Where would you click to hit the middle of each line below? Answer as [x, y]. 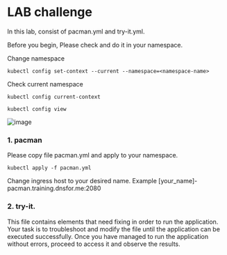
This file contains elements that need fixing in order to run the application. [113, 222]
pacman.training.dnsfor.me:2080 [54, 188]
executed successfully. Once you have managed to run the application [108, 236]
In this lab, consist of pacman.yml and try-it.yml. [76, 31]
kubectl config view [37, 109]
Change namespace [36, 58]
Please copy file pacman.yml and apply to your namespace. [93, 155]
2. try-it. [22, 206]
